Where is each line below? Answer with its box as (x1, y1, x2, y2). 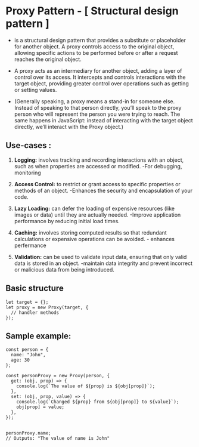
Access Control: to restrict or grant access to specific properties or (14, 180, 181, 187)
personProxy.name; (5, 430, 51, 436)
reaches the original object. (14, 56, 82, 63)
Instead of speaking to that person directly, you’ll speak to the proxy (14, 104, 182, 111)
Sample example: (5, 331, 71, 341)
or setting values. (14, 86, 57, 93)
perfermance (14, 242, 46, 249)
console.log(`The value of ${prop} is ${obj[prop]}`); (16, 383, 156, 389)
